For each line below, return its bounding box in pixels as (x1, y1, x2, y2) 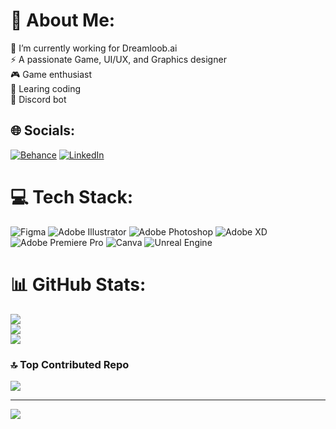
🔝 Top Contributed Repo (10, 357, 130, 371)
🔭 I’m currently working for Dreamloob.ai (10, 42, 178, 54)
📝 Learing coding (10, 82, 82, 94)
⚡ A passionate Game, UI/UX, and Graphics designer (10, 53, 227, 65)
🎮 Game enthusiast (10, 68, 93, 80)
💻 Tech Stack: (10, 185, 134, 208)
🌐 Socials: (10, 122, 76, 139)
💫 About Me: (10, 9, 116, 32)
